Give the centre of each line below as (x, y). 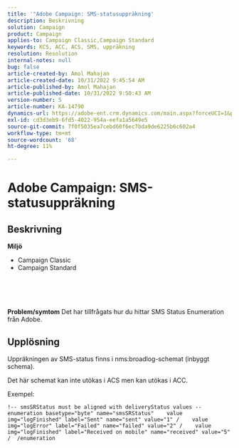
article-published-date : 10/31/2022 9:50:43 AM (79, 93)
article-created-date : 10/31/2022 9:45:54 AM (76, 80)
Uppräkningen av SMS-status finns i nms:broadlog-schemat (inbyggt (108, 359)
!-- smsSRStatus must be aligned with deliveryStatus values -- (105, 407)
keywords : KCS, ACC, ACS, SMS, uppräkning (71, 47)
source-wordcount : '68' (43, 140)
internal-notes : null (39, 61)
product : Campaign (34, 34)
